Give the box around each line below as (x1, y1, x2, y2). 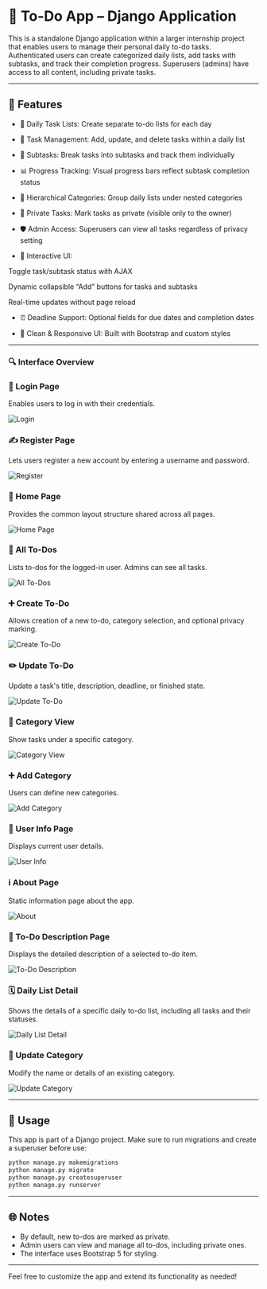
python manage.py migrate (8, 1166, 94, 1174)
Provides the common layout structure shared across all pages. (8, 509, 215, 518)
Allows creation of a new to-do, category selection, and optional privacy (8, 616, 245, 626)
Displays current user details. (8, 842, 104, 851)
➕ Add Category (8, 770, 72, 781)
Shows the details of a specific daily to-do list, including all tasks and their (8, 1006, 251, 1016)
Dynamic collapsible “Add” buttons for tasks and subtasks (8, 282, 198, 291)
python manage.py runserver (8, 1181, 102, 1189)
